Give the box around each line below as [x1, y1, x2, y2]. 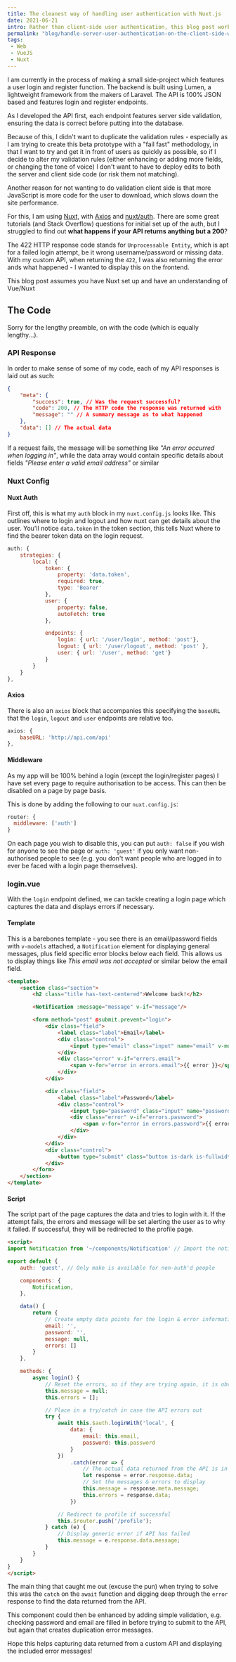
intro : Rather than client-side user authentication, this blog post [7, 23, 216, 30]
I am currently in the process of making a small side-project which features [7, 75, 225, 84]
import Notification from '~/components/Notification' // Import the [7, 1245, 216, 1252]
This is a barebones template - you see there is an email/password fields [7, 934, 218, 943]
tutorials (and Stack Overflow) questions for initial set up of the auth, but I [7, 219, 220, 228]
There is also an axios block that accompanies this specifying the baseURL [7, 706, 221, 714]
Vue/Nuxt [7, 284, 35, 292]
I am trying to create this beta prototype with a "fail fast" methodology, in [7, 140, 219, 148]
